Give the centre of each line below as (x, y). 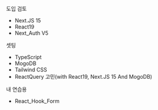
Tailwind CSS (31, 69)
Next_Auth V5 (31, 33)
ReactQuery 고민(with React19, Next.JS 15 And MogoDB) (83, 77)
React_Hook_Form (37, 101)
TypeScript (28, 57)
